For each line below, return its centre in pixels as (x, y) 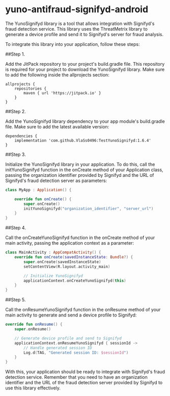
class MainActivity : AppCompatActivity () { (53, 253)
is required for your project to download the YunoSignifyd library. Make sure (85, 69)
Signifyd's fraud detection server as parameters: (56, 180)
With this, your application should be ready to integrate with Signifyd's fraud (85, 372)
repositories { (31, 88)
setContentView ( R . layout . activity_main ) (67, 267)
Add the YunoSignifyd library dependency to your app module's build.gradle (85, 121)
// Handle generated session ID (58, 348)
